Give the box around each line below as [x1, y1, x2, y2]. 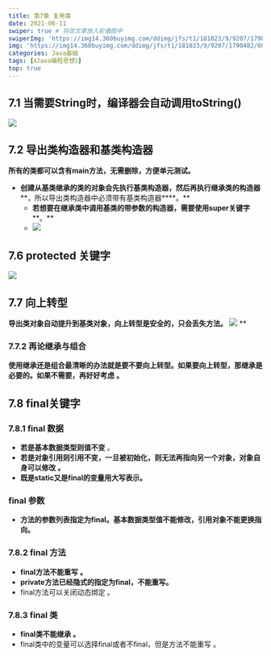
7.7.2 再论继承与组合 [8, 341, 87, 352]
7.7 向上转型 [8, 295, 69, 309]
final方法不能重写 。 [19, 566, 87, 577]
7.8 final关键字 [8, 396, 81, 410]
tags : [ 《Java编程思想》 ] [8, 57, 82, 65]
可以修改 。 [27, 462, 65, 472]
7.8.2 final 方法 [8, 547, 67, 558]
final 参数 [8, 495, 45, 506]
